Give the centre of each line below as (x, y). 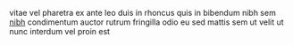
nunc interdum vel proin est (59, 31)
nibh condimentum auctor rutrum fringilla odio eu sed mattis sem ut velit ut (146, 22)
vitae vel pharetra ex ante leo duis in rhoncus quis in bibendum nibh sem (143, 13)
